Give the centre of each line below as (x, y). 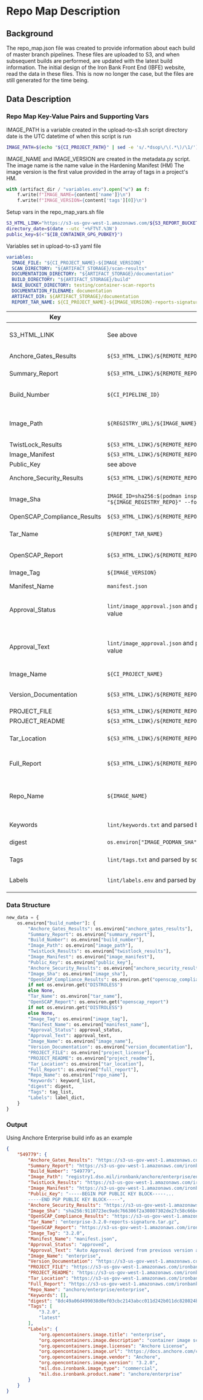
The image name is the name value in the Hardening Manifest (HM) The (95, 165)
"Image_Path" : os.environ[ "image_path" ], (81, 946)
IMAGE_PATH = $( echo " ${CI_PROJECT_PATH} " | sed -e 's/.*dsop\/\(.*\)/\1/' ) (102, 147)
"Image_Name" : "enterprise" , (65, 1256)
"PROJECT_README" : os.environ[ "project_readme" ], (92, 1058)
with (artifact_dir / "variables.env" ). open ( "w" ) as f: (78, 189)
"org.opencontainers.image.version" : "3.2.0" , (98, 1363)
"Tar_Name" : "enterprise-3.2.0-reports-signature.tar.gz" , (104, 1222)
